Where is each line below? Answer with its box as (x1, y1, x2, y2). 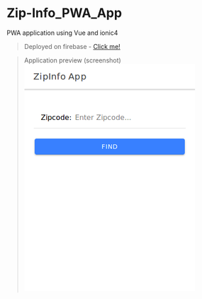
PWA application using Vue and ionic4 (6, 28, 118, 37)
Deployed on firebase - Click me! (23, 42, 121, 50)
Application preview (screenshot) (23, 55, 121, 65)
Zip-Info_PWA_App (6, 5, 122, 21)
